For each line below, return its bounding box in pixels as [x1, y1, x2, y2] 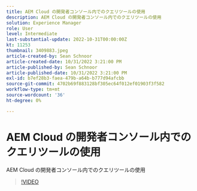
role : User [6, 25, 34, 32]
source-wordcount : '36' [6, 92, 66, 98]
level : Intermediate [6, 31, 58, 37]
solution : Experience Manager [6, 20, 82, 26]
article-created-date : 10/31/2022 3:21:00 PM [6, 58, 122, 64]
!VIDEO [20, 178, 39, 185]
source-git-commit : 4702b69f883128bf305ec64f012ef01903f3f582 [6, 81, 165, 87]
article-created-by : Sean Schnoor [6, 53, 93, 59]
